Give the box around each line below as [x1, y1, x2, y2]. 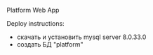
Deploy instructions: [6, 19, 65, 27]
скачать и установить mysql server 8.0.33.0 [16, 33, 147, 41]
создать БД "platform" [16, 40, 84, 48]
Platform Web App [6, 6, 60, 14]
